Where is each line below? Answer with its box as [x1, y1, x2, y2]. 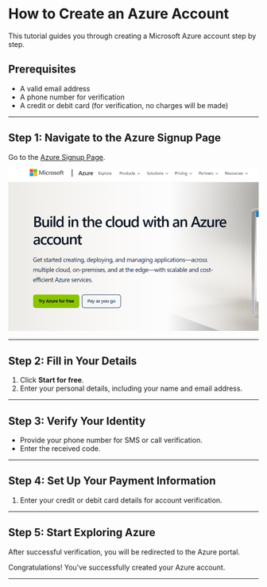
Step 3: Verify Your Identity [8, 414, 146, 428]
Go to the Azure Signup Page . [8, 152, 106, 161]
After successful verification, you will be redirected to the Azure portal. [8, 546, 241, 557]
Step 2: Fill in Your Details [8, 354, 137, 367]
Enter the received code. [19, 443, 101, 453]
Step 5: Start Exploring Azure [8, 526, 157, 539]
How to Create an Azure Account [8, 5, 230, 23]
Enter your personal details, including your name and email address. [19, 383, 243, 394]
